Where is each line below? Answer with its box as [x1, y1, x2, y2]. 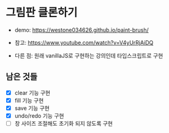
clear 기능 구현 [14, 89, 50, 96]
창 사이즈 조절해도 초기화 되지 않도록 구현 [14, 120, 113, 127]
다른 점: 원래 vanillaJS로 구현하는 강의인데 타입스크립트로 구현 [14, 51, 163, 59]
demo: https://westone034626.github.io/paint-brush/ [14, 26, 149, 34]
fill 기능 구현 [14, 96, 44, 104]
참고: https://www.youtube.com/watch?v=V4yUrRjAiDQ [14, 39, 154, 46]
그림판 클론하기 [6, 6, 78, 20]
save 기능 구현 [14, 104, 50, 112]
